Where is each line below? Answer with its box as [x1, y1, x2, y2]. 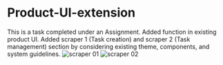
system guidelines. [7, 50, 61, 58]
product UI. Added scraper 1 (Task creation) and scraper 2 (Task [7, 35, 191, 43]
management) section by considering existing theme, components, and [7, 42, 210, 50]
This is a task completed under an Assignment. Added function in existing [7, 28, 217, 36]
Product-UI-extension [7, 5, 136, 21]
